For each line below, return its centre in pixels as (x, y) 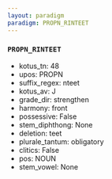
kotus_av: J (37, 91)
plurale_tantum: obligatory (61, 141)
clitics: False (39, 150)
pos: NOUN (37, 158)
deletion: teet (40, 133)
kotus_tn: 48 (39, 66)
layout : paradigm (36, 15)
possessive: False (48, 116)
